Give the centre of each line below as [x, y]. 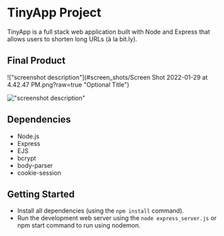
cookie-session [39, 173]
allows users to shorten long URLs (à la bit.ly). [72, 39]
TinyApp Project [54, 13]
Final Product [36, 61]
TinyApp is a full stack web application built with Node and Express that [109, 32]
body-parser [35, 165]
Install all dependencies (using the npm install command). [101, 211]
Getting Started [41, 194]
